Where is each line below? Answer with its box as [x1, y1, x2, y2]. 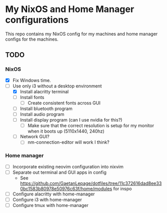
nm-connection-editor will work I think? [27, 139, 110, 145]
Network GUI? [20, 134, 49, 140]
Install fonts [20, 94, 44, 100]
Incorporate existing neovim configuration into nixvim [12, 163, 124, 169]
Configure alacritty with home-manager [12, 191, 95, 197]
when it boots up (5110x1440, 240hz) [27, 128, 105, 134]
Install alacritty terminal [20, 88, 69, 94]
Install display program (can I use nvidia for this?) [20, 117, 123, 123]
